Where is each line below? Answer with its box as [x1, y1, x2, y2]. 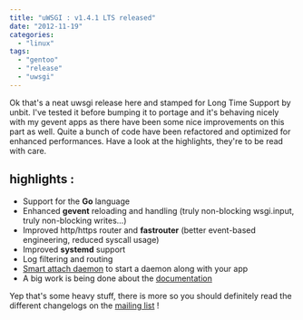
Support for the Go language [22, 196, 130, 207]
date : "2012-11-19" [9, 22, 83, 31]
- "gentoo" [17, 55, 59, 64]
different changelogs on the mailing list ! [9, 300, 160, 311]
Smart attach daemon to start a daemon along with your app [22, 263, 249, 274]
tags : [9, 47, 30, 56]
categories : [9, 30, 54, 39]
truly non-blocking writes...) [22, 215, 127, 226]
